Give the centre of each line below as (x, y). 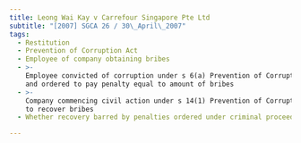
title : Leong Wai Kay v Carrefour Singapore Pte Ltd (110, 17)
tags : (19, 34)
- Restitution (43, 42)
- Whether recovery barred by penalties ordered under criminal (140, 117)
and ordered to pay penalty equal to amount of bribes (130, 84)
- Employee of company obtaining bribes (94, 59)
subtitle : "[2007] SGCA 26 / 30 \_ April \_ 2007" (98, 26)
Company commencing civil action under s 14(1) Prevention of (144, 101)
